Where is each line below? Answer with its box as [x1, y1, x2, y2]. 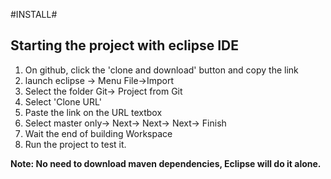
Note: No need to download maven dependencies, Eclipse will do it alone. [10, 157, 322, 169]
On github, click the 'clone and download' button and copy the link [24, 64, 299, 76]
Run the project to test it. [24, 138, 127, 150]
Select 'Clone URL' [24, 95, 102, 108]
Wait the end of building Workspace [24, 127, 173, 139]
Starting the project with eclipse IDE [10, 37, 239, 54]
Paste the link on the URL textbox [24, 106, 163, 118]
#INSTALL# [10, 9, 58, 20]
